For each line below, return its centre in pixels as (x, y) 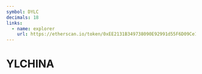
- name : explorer (33, 29)
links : (14, 23)
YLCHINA (30, 64)
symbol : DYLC (23, 12)
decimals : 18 (23, 17)
